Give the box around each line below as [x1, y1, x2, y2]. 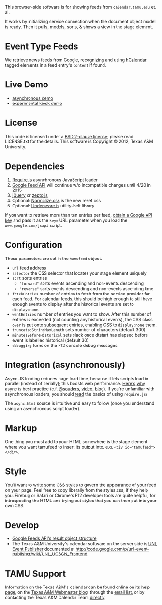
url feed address [12, 265, 46, 271]
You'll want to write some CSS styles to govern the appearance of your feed [5, 482, 157, 488]
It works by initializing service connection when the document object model [5, 19, 156, 24]
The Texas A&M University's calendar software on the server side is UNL [12, 541, 158, 547]
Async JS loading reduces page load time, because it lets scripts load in [5, 375, 149, 381]
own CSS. [5, 502, 25, 508]
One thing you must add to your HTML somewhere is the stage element [5, 438, 147, 444]
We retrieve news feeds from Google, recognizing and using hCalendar [5, 57, 147, 63]
